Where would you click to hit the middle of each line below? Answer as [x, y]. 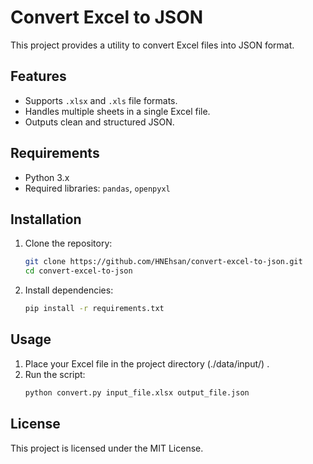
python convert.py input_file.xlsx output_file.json [137, 392]
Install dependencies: [69, 290]
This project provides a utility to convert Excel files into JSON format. [152, 45]
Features [38, 76]
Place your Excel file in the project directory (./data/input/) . [147, 363]
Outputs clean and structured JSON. [99, 122]
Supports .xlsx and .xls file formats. [101, 100]
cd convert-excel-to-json [78, 271]
